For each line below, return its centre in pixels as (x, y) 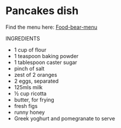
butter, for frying (34, 100)
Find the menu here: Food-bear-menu (52, 27)
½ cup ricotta (30, 93)
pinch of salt (29, 68)
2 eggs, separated (36, 81)
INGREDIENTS (23, 38)
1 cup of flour (30, 50)
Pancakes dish (42, 11)
